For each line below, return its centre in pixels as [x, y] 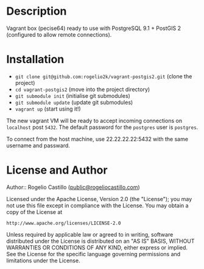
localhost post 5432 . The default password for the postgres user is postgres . [102, 127]
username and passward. [38, 146]
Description [37, 11]
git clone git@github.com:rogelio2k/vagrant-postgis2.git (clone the [104, 76]
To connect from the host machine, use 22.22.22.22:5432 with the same [97, 139]
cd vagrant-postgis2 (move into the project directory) [83, 89]
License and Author [57, 170]
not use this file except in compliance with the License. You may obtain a [97, 205]
